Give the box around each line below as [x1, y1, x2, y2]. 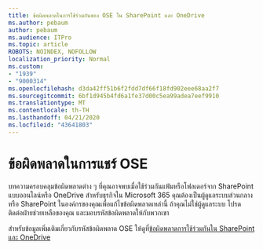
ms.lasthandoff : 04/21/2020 [8, 114, 100, 122]
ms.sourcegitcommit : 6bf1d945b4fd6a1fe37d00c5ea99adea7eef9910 [8, 92, 220, 100]
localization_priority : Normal [8, 56, 111, 64]
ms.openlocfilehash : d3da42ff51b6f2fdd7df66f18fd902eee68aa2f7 [8, 84, 220, 93]
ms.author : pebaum [8, 19, 68, 27]
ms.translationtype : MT [8, 99, 86, 107]
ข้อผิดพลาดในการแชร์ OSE [8, 155, 148, 173]
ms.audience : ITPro [8, 33, 72, 42]
